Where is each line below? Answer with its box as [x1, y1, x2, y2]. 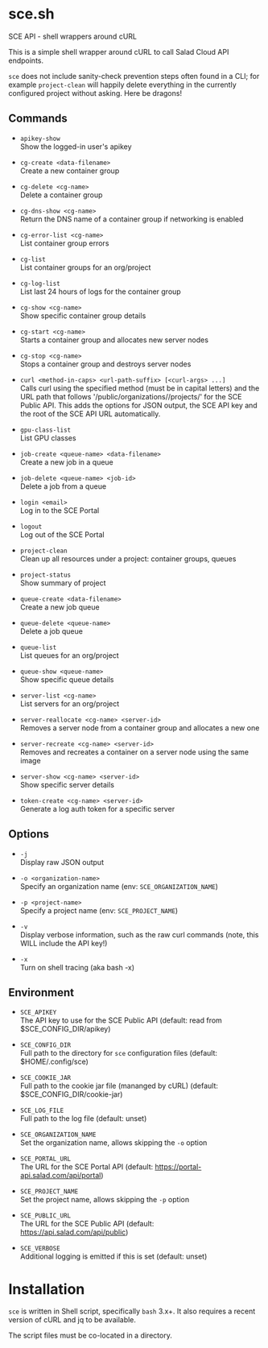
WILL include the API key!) [19, 938, 108, 948]
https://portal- [155, 1162, 202, 1172]
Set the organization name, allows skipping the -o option [19, 1138, 208, 1147]
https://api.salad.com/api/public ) [19, 1227, 129, 1237]
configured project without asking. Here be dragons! [8, 88, 183, 97]
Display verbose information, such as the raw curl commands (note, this [19, 929, 259, 939]
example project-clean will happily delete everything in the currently [8, 80, 237, 89]
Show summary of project [19, 577, 106, 588]
